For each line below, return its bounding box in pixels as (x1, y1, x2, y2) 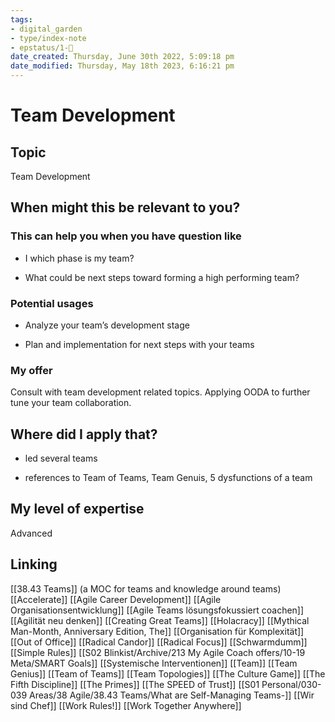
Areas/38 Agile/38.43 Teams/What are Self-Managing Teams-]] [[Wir (29, 689, 315, 701)
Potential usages (10, 296, 94, 310)
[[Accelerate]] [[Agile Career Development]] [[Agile (10, 593, 222, 605)
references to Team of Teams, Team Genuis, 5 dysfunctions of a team (24, 472, 313, 484)
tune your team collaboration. (10, 397, 132, 409)
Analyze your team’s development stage (24, 319, 190, 331)
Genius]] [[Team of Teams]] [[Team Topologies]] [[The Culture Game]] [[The (10, 667, 326, 680)
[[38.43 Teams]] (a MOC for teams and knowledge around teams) (10, 582, 282, 595)
